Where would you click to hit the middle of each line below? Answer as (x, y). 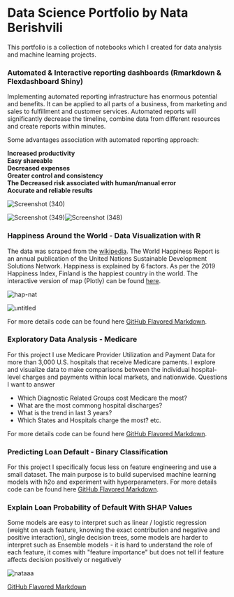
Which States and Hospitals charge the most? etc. (89, 420)
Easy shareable (30, 161)
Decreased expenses (39, 168)
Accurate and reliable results (50, 191)
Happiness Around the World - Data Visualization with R (104, 236)
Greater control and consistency (55, 175)
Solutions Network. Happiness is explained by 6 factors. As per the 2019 (111, 266)
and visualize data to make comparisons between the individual (98, 369)
